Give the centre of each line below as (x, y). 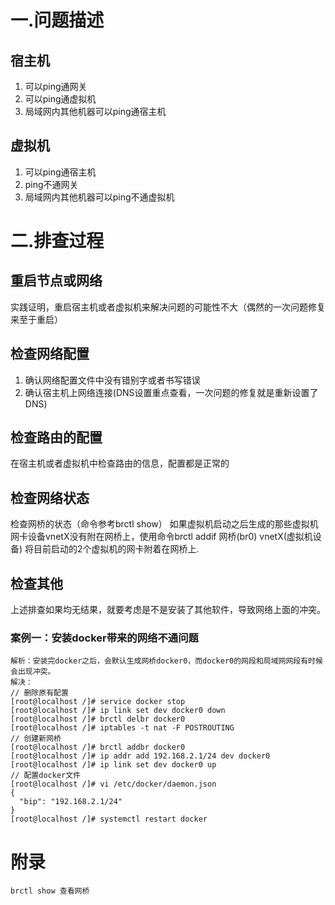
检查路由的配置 (56, 437)
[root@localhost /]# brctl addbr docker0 (98, 747)
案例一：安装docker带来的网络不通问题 (104, 638)
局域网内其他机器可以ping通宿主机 (95, 111)
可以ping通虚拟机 (60, 99)
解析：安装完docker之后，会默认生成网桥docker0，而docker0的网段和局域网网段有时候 (166, 661)
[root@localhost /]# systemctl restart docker (109, 819)
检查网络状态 (50, 497)
